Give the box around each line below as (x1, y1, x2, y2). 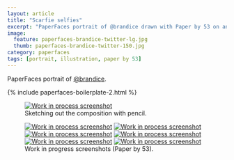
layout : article (7, 10, 54, 17)
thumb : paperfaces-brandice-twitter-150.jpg (13, 42, 145, 49)
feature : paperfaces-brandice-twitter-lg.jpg (13, 36, 148, 43)
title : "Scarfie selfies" (7, 17, 82, 24)
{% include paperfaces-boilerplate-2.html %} (7, 88, 137, 96)
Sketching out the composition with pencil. (24, 109, 148, 117)
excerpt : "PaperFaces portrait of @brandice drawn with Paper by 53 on (7, 23, 219, 30)
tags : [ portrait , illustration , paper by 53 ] (7, 56, 141, 63)
